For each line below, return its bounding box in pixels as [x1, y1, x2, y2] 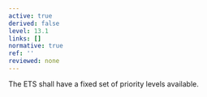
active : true [8, 11, 53, 20]
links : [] [8, 34, 42, 43]
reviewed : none [8, 57, 60, 65]
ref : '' [8, 49, 35, 57]
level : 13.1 [8, 27, 49, 35]
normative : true [8, 42, 63, 50]
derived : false [8, 19, 60, 27]
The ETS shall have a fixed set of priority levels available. [8, 78, 199, 89]
